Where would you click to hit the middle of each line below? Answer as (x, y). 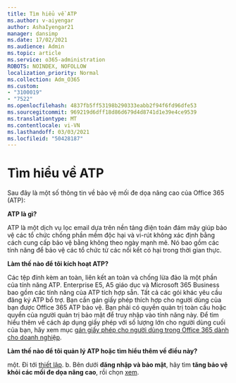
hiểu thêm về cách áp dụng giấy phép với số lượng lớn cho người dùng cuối (116, 322)
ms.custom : (23, 86)
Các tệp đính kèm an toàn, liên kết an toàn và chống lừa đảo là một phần (112, 278)
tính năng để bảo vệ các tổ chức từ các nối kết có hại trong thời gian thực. (114, 250)
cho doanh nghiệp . (35, 338)
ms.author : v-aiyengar (41, 20)
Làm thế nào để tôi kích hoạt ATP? (58, 264)
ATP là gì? (22, 214)
